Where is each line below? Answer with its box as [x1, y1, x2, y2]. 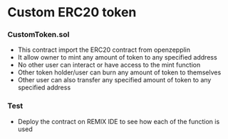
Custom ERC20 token [7, 4, 137, 21]
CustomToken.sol [7, 30, 70, 40]
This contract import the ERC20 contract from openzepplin [17, 45, 191, 54]
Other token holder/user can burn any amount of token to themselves [17, 68, 222, 77]
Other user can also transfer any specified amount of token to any [17, 76, 212, 84]
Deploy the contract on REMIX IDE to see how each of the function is [17, 117, 220, 126]
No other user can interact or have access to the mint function [17, 61, 201, 69]
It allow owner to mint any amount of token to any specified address [17, 53, 217, 62]
